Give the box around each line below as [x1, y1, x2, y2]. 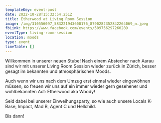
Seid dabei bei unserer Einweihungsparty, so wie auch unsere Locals [5, 98, 147, 104]
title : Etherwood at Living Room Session [5, 16, 93, 21]
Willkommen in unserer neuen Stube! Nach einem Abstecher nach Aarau [5, 58, 154, 63]
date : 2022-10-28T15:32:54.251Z [5, 12, 72, 17]
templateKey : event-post [5, 7, 57, 12]
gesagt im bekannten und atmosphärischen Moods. [5, 68, 111, 74]
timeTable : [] [5, 44, 35, 49]
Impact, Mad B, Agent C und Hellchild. [17, 103, 96, 109]
